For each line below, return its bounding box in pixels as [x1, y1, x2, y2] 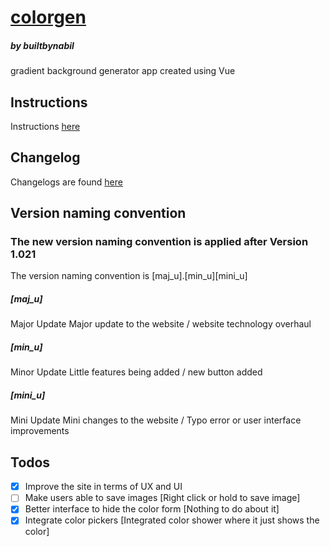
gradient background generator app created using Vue [10, 65, 236, 77]
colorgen [10, 6, 87, 29]
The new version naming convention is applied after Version [10, 235, 309, 249]
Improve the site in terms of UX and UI [24, 481, 183, 493]
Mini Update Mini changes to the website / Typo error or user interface [10, 414, 302, 426]
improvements [10, 425, 70, 437]
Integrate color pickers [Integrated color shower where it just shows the [24, 514, 320, 526]
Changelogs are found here [10, 176, 123, 188]
